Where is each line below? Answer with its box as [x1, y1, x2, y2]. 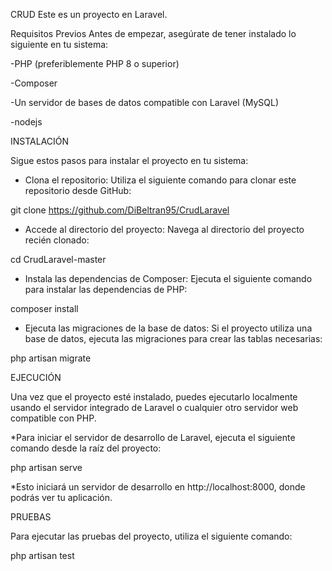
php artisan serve [10, 462, 83, 473]
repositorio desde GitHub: [24, 185, 132, 196]
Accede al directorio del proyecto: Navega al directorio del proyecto [24, 224, 305, 235]
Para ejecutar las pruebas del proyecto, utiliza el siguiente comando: [10, 530, 293, 542]
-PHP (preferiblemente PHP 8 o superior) [10, 58, 180, 69]
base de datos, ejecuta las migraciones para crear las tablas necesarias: [24, 333, 323, 344]
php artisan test [10, 550, 75, 561]
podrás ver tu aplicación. [10, 492, 113, 503]
